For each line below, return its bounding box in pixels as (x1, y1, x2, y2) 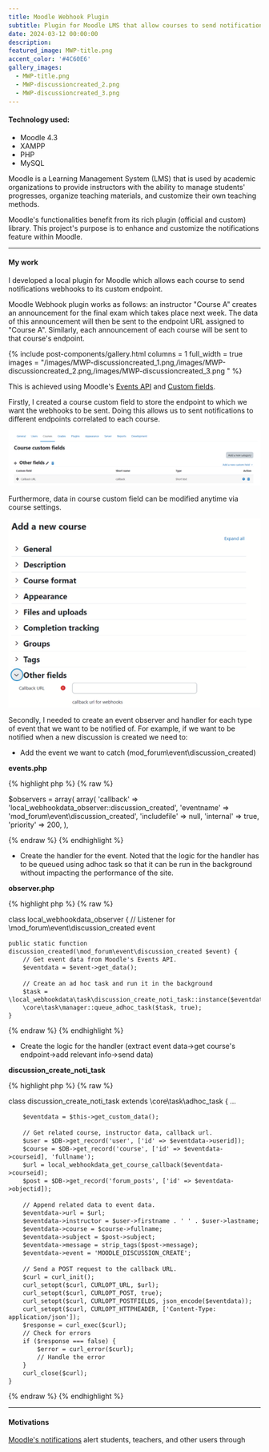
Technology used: (8, 115, 70, 124)
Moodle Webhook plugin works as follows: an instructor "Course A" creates (8, 299, 258, 309)
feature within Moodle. (8, 232, 82, 241)
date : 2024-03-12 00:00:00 (8, 30, 98, 38)
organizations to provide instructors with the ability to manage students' (8, 182, 246, 192)
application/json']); (8, 1313, 81, 1321)
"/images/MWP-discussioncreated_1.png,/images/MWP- (40, 357, 227, 367)
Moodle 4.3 (19, 132, 58, 142)
